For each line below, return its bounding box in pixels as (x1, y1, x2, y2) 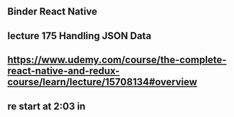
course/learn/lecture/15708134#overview (7, 76, 198, 88)
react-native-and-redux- (7, 65, 120, 77)
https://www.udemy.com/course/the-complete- (7, 54, 227, 66)
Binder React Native (7, 6, 97, 18)
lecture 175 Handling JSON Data (7, 30, 151, 42)
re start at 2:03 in (7, 100, 86, 112)
